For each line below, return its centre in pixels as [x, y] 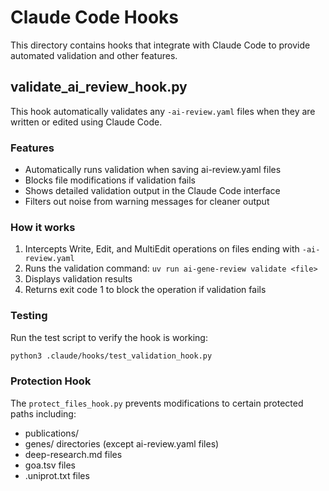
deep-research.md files [73, 454]
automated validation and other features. [94, 55]
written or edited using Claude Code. [86, 122]
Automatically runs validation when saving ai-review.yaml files [153, 170]
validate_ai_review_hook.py [99, 87]
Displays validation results [78, 279]
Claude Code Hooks [94, 17]
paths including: [43, 413]
